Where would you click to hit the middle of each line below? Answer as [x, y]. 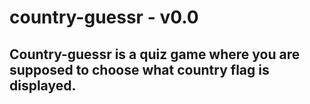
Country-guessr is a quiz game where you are [155, 54]
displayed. [43, 85]
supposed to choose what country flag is [139, 69]
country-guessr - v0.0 [104, 17]
